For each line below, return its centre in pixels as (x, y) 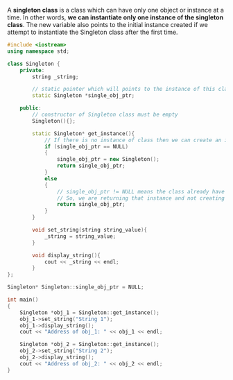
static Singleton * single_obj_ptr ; (84, 96)
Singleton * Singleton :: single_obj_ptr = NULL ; (76, 287)
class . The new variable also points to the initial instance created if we (107, 25)
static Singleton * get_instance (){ (84, 133)
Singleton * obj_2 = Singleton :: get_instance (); (89, 345)
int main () (23, 300)
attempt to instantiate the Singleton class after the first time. (93, 32)
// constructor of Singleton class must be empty (105, 114)
